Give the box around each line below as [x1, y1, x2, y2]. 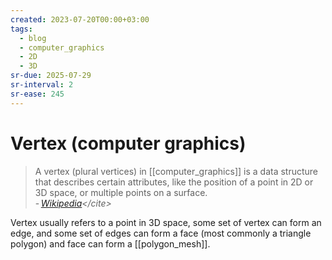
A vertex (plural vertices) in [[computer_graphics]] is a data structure [34, 165, 319, 177]
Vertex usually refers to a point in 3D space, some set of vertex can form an [10, 216, 322, 228]
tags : [10, 24, 33, 34]
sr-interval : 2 [10, 80, 74, 90]
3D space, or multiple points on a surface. [34, 186, 208, 198]
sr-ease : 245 [10, 89, 65, 99]
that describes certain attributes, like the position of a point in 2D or [34, 176, 314, 188]
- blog [19, 33, 47, 43]
